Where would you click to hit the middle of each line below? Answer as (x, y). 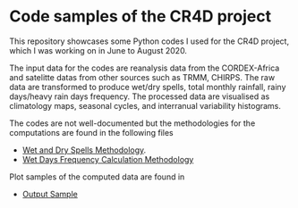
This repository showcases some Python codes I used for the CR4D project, (149, 41)
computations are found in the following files (92, 132)
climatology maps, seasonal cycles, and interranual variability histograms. (145, 105)
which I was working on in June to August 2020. (98, 50)
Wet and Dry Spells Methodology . (84, 150)
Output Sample (50, 194)
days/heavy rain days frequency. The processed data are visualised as (140, 96)
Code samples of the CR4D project (140, 17)
